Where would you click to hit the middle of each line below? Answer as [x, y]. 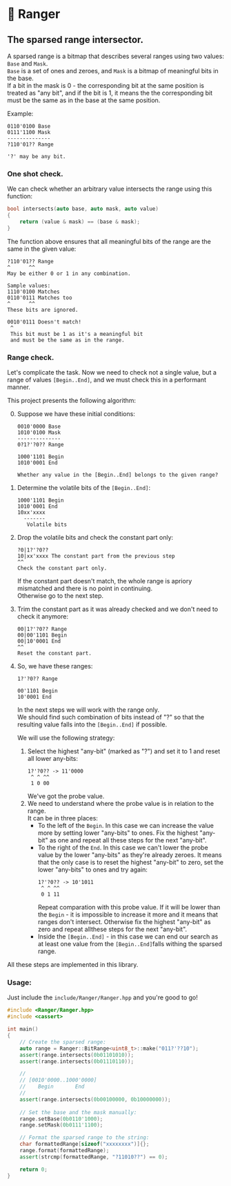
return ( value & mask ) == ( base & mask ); [80, 222]
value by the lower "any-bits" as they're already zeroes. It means [130, 855]
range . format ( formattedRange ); [64, 1151]
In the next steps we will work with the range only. [88, 710]
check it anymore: [43, 616]
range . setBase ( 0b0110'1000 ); [61, 1119]
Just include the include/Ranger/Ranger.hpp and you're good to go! [102, 997]
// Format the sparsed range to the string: [84, 1138]
